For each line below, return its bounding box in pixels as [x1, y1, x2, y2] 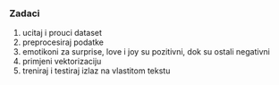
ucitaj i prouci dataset [21, 28, 103, 38]
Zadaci [9, 7, 40, 20]
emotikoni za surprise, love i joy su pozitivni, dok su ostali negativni [21, 47, 270, 57]
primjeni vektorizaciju [21, 56, 102, 67]
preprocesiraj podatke [21, 37, 105, 47]
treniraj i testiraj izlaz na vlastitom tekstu [21, 65, 171, 76]
